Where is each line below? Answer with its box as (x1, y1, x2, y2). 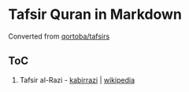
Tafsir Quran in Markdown (8, 6, 183, 24)
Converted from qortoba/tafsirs (8, 31, 110, 41)
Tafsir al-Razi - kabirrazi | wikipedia (19, 75, 135, 84)
